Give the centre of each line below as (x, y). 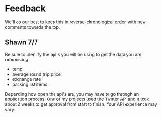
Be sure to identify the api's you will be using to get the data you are (73, 54)
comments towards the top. (33, 27)
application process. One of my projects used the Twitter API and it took (77, 99)
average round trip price (36, 74)
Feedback (26, 9)
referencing (17, 59)
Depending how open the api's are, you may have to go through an (72, 94)
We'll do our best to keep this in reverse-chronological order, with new (75, 22)
